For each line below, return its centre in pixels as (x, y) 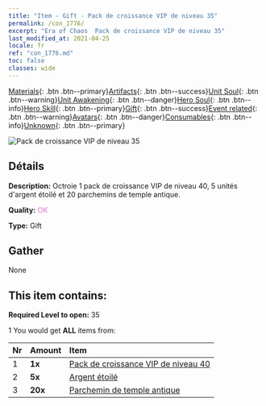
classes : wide (32, 68)
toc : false (27, 61)
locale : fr (27, 46)
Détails (26, 166)
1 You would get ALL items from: (62, 330)
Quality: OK (28, 209)
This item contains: (58, 295)
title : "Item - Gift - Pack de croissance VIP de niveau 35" (113, 16)
